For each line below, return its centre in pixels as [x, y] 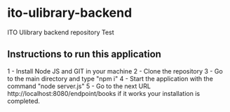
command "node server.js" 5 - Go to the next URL [79, 86]
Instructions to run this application [84, 54]
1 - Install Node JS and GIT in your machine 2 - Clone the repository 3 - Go [115, 71]
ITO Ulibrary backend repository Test [61, 32]
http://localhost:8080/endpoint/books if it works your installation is [104, 93]
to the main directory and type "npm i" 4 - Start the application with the [110, 78]
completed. [23, 101]
